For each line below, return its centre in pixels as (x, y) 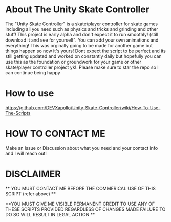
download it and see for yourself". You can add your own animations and (82, 40)
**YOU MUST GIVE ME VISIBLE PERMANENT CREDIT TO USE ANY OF (80, 204)
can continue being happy (33, 72)
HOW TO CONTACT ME (56, 134)
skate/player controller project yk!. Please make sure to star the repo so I (82, 67)
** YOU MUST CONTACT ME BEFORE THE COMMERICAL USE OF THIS (81, 188)
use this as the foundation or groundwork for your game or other (73, 62)
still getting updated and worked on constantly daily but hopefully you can (84, 56)
